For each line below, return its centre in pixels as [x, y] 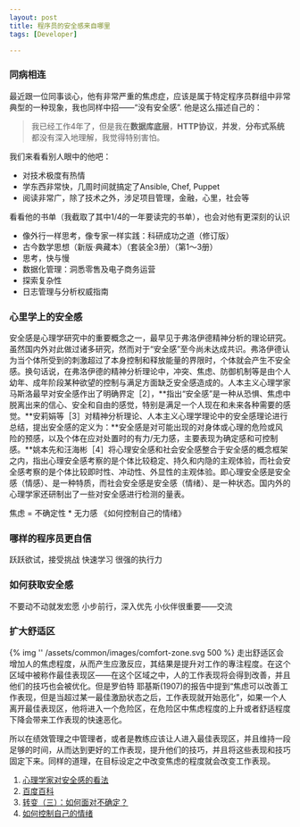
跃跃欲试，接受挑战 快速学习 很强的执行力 [86, 560]
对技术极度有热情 [54, 175]
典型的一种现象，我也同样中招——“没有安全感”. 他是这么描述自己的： [136, 107]
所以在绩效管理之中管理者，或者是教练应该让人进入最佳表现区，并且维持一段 [150, 739]
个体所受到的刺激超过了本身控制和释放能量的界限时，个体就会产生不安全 [158, 360]
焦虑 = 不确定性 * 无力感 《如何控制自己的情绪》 [97, 513]
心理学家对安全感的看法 [65, 780]
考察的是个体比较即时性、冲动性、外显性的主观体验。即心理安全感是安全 [158, 472]
